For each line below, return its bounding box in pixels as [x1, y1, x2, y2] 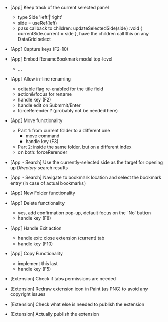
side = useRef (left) [17, 20, 57, 26]
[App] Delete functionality [10, 200, 65, 206]
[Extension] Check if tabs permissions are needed [10, 276, 116, 281]
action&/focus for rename [17, 91, 72, 97]
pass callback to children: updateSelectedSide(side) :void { [17, 25, 142, 31]
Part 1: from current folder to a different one [17, 128, 110, 133]
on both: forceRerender [17, 149, 68, 155]
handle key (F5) [17, 266, 51, 272]
